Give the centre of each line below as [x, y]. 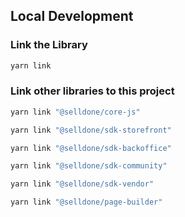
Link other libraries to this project [92, 91]
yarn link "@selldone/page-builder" [86, 202]
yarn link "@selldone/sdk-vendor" [82, 184]
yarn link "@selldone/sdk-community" [89, 166]
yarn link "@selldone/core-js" [75, 112]
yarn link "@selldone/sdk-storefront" [91, 130]
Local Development [72, 16]
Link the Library [49, 45]
